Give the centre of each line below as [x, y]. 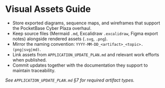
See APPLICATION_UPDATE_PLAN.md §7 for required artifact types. [70, 80]
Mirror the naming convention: [43, 44]
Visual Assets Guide [48, 9]
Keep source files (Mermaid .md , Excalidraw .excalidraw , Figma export [85, 33]
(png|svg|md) [26, 50]
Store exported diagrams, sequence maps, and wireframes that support [86, 23]
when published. [29, 60]
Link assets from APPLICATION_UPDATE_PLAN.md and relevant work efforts [86, 54]
